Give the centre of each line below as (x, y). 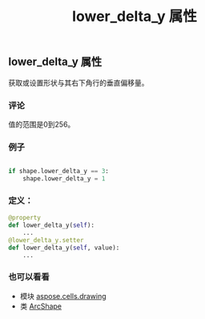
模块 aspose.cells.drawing (63, 296)
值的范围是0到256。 (42, 124)
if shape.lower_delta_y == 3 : (59, 172)
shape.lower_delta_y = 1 (64, 179)
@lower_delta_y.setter (46, 240)
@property (25, 218)
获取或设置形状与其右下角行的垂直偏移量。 (78, 83)
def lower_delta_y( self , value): (64, 248)
